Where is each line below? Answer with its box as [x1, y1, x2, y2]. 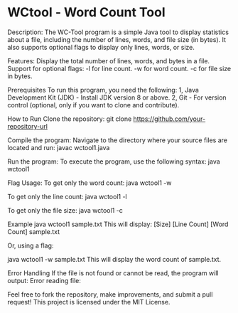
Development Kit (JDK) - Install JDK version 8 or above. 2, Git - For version [7, 93, 227, 102]
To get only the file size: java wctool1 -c [7, 206, 123, 214]
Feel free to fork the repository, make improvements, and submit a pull [7, 290, 213, 299]
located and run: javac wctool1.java [7, 143, 110, 152]
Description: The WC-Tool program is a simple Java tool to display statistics [7, 28, 229, 36]
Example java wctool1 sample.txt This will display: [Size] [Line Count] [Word [7, 220, 229, 228]
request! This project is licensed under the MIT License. [7, 297, 171, 306]
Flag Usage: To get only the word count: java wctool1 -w [7, 179, 172, 187]
